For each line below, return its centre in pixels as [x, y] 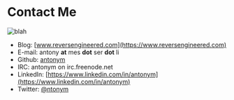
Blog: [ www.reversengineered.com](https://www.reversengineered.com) [122, 44]
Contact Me [42, 12]
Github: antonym [41, 59]
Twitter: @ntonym [43, 89]
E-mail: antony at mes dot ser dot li [68, 52]
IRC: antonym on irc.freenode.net [65, 67]
